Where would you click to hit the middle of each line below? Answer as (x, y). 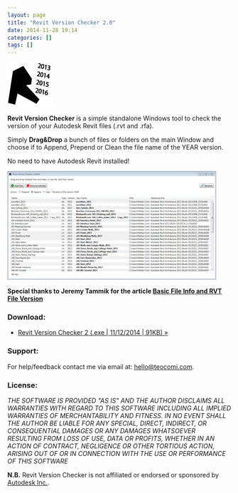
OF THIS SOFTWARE (38, 461)
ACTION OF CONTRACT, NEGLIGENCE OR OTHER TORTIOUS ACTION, (111, 446)
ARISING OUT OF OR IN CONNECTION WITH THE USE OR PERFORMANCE (117, 454)
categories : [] (30, 38)
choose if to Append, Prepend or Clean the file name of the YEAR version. (115, 147)
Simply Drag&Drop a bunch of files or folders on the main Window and (111, 140)
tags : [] (20, 45)
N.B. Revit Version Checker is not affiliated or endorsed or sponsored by (113, 475)
